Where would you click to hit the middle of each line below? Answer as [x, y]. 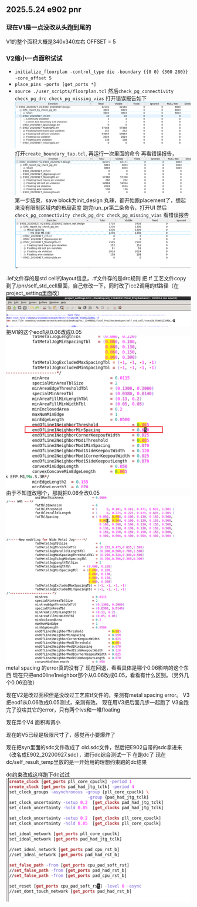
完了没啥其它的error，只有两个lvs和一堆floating [63, 710]
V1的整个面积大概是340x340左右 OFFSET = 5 [61, 41]
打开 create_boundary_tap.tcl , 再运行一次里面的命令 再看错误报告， [96, 154]
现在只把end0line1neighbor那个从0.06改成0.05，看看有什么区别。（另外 [98, 675]
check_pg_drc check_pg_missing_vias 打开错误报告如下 [81, 98]
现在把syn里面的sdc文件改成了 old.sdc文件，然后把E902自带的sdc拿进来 [94, 747]
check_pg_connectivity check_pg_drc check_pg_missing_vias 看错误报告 [102, 215]
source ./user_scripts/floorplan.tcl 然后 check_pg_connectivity [94, 91]
